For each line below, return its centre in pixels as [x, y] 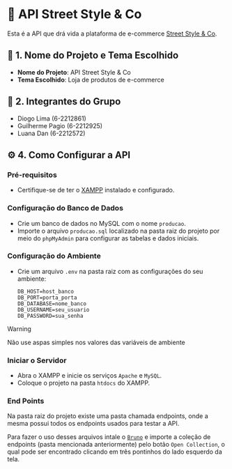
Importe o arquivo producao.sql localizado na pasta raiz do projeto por [118, 231]
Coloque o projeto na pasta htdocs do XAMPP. [84, 383]
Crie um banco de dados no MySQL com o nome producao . [101, 223]
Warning [19, 329]
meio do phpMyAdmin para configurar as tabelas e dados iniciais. [108, 238]
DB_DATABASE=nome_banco [52, 303]
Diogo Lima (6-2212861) [52, 118]
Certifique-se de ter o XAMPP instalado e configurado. [96, 190]
